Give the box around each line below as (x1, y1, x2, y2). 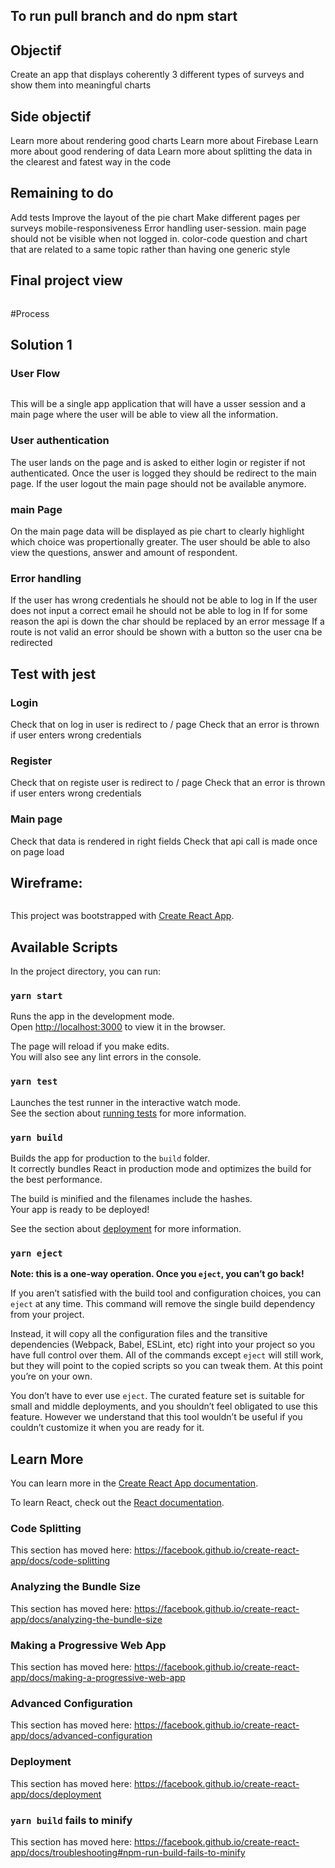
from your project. (10, 1309, 85, 1321)
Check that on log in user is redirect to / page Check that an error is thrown (10, 718, 320, 730)
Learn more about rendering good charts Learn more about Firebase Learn (10, 135, 319, 147)
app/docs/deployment (10, 1788, 102, 1800)
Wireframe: (10, 874, 83, 891)
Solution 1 (10, 337, 73, 354)
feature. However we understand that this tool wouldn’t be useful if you (10, 1411, 303, 1423)
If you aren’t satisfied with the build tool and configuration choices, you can (10, 1287, 322, 1299)
